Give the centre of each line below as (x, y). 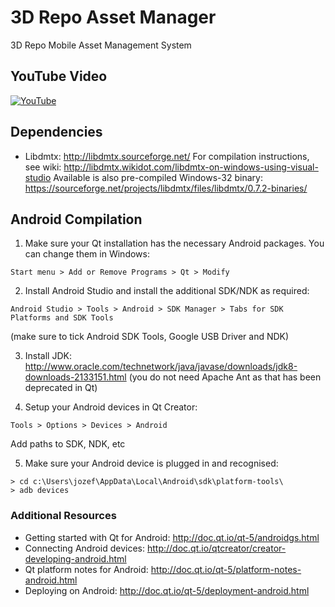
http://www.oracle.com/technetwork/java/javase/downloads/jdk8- (161, 367)
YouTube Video (59, 76)
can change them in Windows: (87, 254)
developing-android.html (75, 558)
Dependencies (56, 132)
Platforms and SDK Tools (62, 318)
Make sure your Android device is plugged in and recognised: (151, 463)
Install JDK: (48, 356)
